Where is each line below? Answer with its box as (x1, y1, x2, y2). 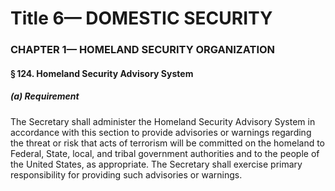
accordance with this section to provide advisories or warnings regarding (10, 126, 312, 138)
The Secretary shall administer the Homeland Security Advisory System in (10, 115, 316, 127)
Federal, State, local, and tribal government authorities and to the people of (10, 147, 320, 159)
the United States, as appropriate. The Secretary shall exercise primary (10, 158, 303, 170)
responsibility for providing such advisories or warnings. (10, 168, 243, 181)
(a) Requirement (10, 90, 80, 102)
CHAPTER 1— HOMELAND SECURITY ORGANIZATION (10, 43, 276, 57)
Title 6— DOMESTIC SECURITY (10, 7, 273, 30)
